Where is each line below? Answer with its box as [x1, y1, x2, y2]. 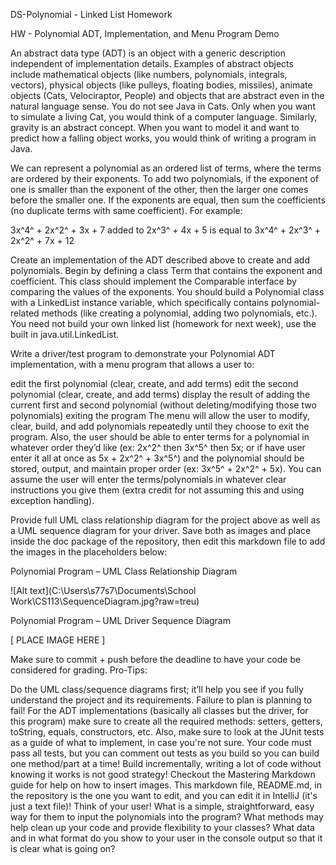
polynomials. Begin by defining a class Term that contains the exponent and [10, 265, 323, 276]
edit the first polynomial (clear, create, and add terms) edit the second [10, 378, 299, 389]
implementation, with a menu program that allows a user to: [10, 359, 255, 370]
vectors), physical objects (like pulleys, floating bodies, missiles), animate [10, 79, 313, 91]
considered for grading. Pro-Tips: [10, 664, 148, 676]
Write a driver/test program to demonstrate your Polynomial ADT [10, 348, 276, 359]
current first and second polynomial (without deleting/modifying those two [10, 399, 317, 411]
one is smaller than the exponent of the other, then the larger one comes [10, 184, 309, 195]
